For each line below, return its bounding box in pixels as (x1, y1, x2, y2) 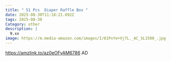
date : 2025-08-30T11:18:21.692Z (5, 12, 74, 17)
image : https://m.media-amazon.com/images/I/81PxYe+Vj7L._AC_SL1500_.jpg (5, 36, 166, 41)
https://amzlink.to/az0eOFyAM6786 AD (5, 49, 88, 56)
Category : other (5, 21, 40, 27)
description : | (5, 26, 38, 32)
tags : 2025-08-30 (5, 17, 42, 22)
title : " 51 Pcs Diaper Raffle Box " (5, 7, 88, 13)
